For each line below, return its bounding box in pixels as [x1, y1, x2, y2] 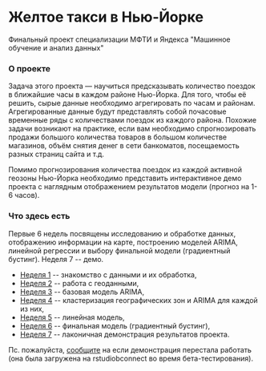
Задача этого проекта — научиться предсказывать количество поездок [8, 81, 256, 91]
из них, [19, 304, 45, 313]
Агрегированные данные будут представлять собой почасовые [8, 107, 227, 116]
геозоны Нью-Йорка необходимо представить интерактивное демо [8, 173, 242, 183]
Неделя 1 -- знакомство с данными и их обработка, [19, 269, 198, 280]
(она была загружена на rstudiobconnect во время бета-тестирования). [8, 353, 254, 363]
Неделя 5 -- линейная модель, [19, 313, 126, 322]
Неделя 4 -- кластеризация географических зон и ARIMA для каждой [19, 295, 258, 304]
